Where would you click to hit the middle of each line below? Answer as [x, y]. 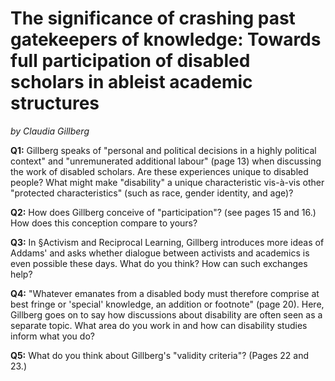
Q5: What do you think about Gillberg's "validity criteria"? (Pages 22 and [159, 355]
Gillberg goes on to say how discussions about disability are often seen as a [166, 314]
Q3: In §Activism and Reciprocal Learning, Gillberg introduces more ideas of [167, 242]
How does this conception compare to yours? [104, 223]
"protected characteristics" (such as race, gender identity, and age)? [152, 193]
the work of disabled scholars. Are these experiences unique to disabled [159, 171]
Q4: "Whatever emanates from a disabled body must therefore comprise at [165, 293]
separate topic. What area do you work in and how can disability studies [159, 325]
